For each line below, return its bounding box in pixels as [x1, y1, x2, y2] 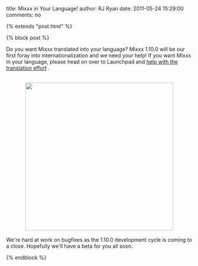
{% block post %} [6, 34, 50, 41]
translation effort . [6, 64, 50, 72]
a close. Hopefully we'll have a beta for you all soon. [6, 242, 134, 249]
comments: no [6, 11, 41, 18]
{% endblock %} [6, 254, 47, 261]
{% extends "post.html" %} [6, 23, 73, 30]
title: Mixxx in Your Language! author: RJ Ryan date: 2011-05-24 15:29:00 [6, 5, 184, 12]
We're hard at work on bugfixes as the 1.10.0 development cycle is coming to [6, 236, 192, 243]
